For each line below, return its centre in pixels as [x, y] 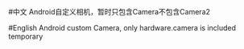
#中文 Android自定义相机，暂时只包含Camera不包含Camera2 [110, 12]
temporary [26, 36]
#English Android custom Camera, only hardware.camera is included [122, 28]
